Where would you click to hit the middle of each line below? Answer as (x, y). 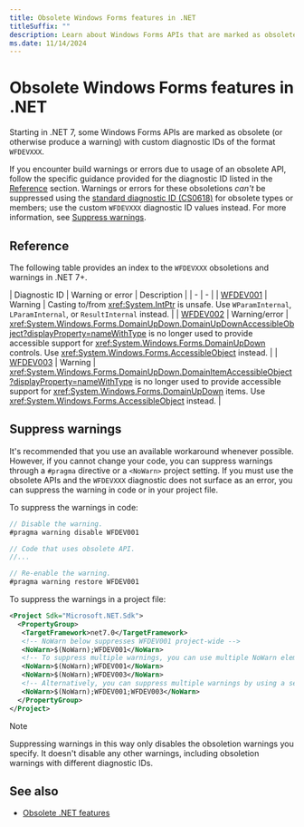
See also (34, 791)
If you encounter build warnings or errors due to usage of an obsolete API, (148, 170)
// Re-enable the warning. (60, 574)
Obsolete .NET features (66, 813)
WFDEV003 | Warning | (53, 362)
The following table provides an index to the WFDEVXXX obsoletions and (139, 268)
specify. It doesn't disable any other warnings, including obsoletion (134, 753)
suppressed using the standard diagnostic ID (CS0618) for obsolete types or (152, 198)
